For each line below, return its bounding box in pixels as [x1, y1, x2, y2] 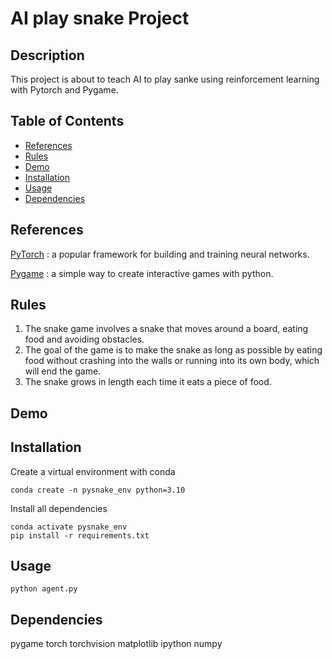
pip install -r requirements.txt [10, 530, 150, 541]
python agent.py [10, 584, 78, 594]
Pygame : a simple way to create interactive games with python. [10, 267, 274, 279]
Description [10, 47, 85, 64]
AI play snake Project [10, 7, 190, 30]
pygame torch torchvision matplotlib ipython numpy [10, 638, 223, 650]
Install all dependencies [10, 502, 108, 514]
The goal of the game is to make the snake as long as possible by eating [24, 344, 323, 356]
